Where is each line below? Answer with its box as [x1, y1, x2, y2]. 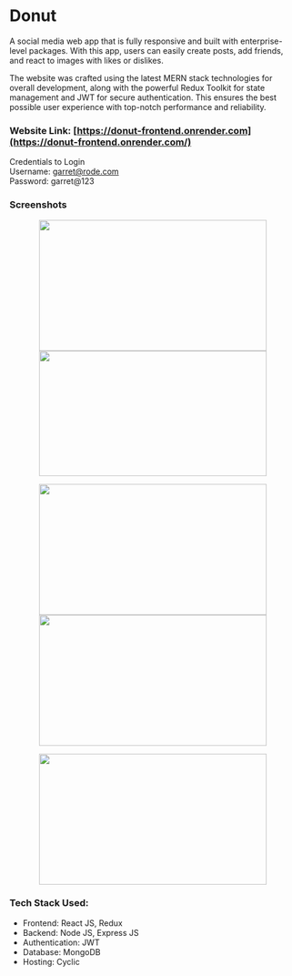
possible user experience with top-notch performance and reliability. [9, 101, 267, 112]
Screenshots [9, 198, 67, 211]
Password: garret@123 [9, 176, 95, 187]
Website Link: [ [9, 124, 77, 137]
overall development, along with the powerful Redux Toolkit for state [9, 82, 266, 93]
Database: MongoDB [22, 946, 101, 957]
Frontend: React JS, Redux [22, 917, 123, 929]
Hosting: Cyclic [22, 956, 80, 967]
